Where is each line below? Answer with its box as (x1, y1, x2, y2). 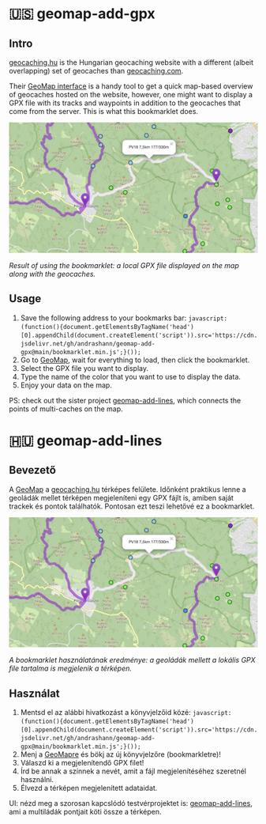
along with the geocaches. (9, 269, 96, 278)
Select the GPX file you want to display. (20, 363, 149, 372)
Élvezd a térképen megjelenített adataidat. (20, 784, 158, 793)
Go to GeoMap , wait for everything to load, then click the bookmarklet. (20, 355, 250, 365)
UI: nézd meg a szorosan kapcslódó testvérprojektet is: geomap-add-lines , (9, 799, 253, 808)
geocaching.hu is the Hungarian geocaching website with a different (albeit (9, 58, 254, 67)
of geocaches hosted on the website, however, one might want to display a (9, 90, 253, 99)
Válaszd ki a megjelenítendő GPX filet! (20, 758, 144, 768)
